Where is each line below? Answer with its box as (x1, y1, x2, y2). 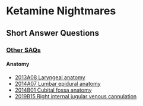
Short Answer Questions (6, 28, 100, 38)
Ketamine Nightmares (6, 4, 116, 18)
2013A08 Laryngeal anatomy (14, 73, 85, 81)
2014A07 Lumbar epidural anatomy (14, 80, 101, 87)
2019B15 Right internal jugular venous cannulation (14, 92, 137, 99)
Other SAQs (6, 46, 41, 54)
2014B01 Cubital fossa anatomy (14, 86, 92, 93)
